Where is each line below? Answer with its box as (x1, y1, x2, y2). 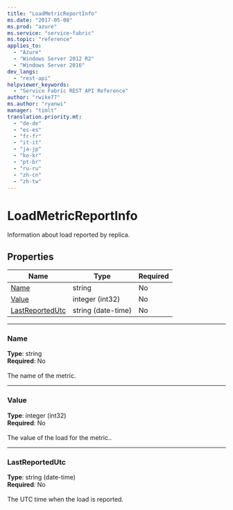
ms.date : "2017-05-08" (7, 17, 73, 24)
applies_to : (7, 42, 42, 49)
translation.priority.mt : (7, 113, 82, 120)
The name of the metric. (7, 372, 76, 380)
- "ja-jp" (13, 146, 42, 153)
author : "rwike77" (7, 94, 60, 101)
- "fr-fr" (13, 133, 42, 139)
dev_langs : (7, 68, 39, 75)
